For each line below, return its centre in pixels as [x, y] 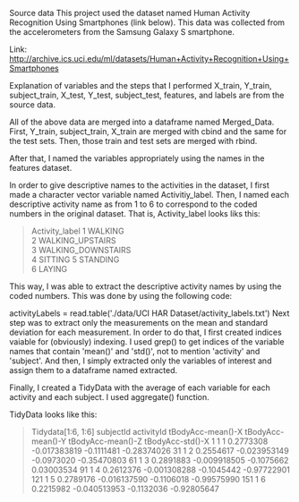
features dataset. [41, 168]
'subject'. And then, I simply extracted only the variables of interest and [141, 361]
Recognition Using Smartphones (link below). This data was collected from [147, 22]
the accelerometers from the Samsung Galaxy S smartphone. [122, 32]
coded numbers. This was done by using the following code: [121, 296]
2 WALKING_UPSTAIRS [73, 240]
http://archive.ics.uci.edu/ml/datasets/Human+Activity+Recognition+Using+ [149, 59]
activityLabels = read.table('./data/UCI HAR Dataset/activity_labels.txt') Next [149, 313]
